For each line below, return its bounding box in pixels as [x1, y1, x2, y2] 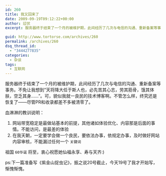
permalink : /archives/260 [5, 39, 58, 44]
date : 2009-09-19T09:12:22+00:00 [5, 16, 74, 21]
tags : [5, 62, 16, 67]
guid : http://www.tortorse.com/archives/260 [5, 35, 98, 39]
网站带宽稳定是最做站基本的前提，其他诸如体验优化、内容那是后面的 [12, 120, 151, 126]
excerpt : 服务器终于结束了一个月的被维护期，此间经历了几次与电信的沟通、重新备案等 [5, 26, 158, 31]
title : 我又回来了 [5, 12, 40, 17]
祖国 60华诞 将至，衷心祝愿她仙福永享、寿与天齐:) [5, 149, 105, 155]
